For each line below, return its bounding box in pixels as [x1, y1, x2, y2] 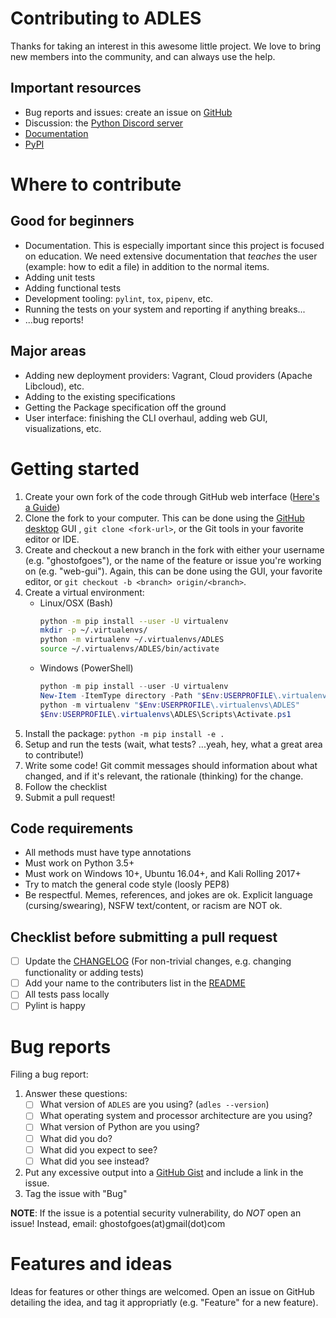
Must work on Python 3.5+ [24, 857, 135, 869]
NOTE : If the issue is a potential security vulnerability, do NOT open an [10, 1207, 302, 1219]
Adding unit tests [24, 271, 96, 283]
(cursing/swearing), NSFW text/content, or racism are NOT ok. [24, 900, 283, 912]
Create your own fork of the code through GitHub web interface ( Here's [24, 490, 320, 502]
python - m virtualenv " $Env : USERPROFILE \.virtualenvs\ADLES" [39, 700, 300, 710]
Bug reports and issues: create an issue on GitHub [24, 106, 233, 118]
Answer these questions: [24, 1088, 128, 1100]
